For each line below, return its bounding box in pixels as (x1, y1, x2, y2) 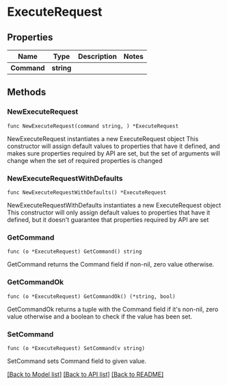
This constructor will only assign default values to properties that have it (7, 208, 211, 216)
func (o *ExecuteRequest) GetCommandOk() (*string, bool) (7, 293, 176, 300)
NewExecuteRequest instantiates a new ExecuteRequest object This (7, 134, 199, 142)
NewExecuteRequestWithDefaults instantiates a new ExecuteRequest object (7, 201, 222, 209)
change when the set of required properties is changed (7, 156, 163, 164)
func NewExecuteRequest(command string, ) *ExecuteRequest (7, 123, 179, 129)
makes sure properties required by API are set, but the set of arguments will (7, 149, 220, 158)
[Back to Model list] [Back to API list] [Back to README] (7, 370, 164, 378)
